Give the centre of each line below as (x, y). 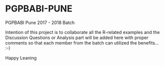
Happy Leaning (21, 57)
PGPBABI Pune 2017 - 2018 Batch (40, 22)
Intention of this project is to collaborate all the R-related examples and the (82, 32)
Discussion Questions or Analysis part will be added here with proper (77, 37)
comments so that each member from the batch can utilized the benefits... (82, 42)
